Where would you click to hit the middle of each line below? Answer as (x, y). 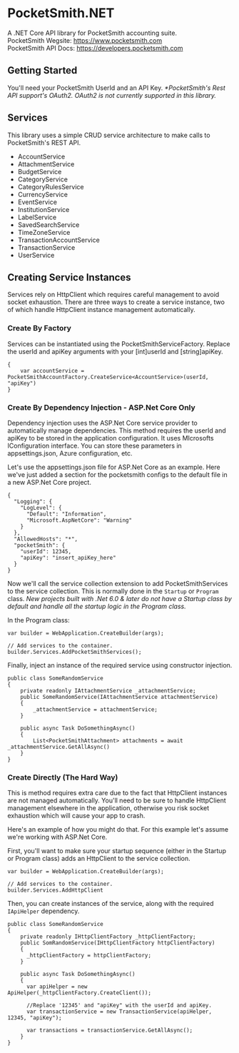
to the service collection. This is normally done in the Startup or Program (113, 591)
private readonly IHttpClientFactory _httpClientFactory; (108, 937)
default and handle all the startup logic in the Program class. (97, 606)
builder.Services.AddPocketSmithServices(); (75, 652)
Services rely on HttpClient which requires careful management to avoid (113, 295)
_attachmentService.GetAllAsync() (59, 747)
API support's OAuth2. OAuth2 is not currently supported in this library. (112, 95)
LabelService (37, 217)
